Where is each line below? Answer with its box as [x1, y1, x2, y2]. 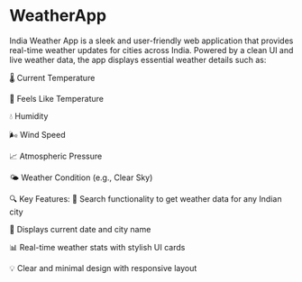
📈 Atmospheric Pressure [9, 150, 103, 161]
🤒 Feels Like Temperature [9, 93, 104, 104]
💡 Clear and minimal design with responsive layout [9, 262, 197, 273]
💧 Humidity [9, 110, 49, 122]
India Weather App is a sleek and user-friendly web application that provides [9, 35, 294, 46]
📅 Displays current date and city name [9, 223, 151, 234]
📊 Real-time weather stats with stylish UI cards [9, 241, 186, 252]
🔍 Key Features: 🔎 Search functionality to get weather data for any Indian [9, 193, 282, 204]
